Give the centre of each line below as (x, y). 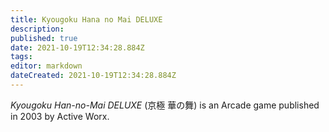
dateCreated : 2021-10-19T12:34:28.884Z (93, 76)
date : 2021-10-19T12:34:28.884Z (77, 47)
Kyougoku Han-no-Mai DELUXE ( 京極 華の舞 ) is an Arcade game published (165, 105)
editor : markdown (46, 66)
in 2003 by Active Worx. (60, 116)
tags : (21, 57)
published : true (44, 38)
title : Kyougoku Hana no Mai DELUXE (86, 19)
